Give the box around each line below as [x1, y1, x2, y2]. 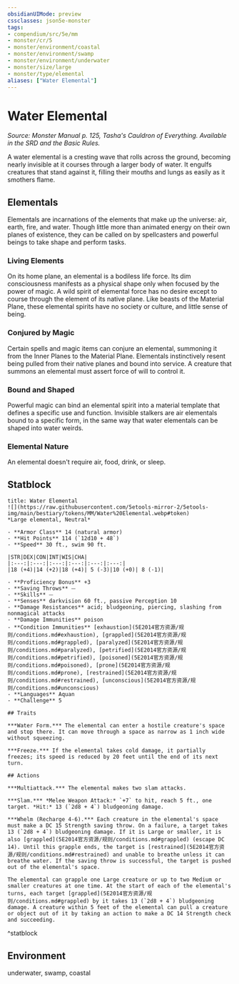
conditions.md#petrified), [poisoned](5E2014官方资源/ [16, 655, 178, 662]
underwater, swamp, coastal [7, 968, 91, 977]
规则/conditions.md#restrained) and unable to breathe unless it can [16, 851, 225, 858]
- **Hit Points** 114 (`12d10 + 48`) [7, 535, 120, 542]
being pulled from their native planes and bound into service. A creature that [7, 359, 232, 368]
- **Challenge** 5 [7, 697, 62, 705]
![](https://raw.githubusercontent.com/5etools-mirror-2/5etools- [7, 504, 209, 511]
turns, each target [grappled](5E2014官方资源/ [7, 890, 148, 898]
